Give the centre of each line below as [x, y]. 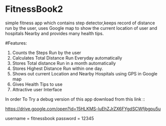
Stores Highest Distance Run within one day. [57, 68]
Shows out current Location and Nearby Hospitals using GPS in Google [85, 73]
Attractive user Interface [37, 89]
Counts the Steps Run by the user [47, 53]
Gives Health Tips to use [37, 84]
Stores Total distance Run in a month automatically [64, 63]
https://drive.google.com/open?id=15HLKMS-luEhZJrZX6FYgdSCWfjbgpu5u [83, 109]
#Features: [16, 43]
